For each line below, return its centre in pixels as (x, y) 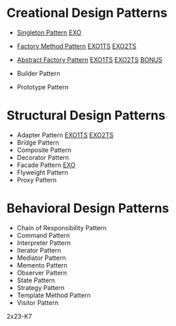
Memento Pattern (42, 265)
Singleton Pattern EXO (49, 32)
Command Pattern (43, 235)
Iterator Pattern (39, 250)
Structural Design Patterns (86, 116)
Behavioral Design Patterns (88, 208)
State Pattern (36, 280)
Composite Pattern (44, 150)
